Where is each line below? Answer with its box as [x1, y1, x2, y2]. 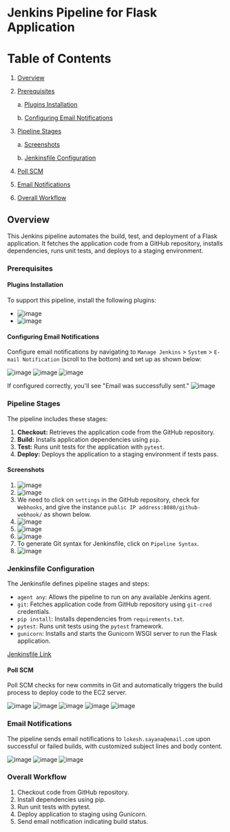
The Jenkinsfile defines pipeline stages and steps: [7, 579, 150, 588]
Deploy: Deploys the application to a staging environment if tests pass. [17, 449, 219, 458]
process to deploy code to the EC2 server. [7, 688, 127, 696]
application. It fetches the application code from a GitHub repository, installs [7, 239, 223, 247]
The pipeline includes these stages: [7, 414, 108, 423]
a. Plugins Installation [17, 100, 78, 109]
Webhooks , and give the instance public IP [17, 502, 136, 511]
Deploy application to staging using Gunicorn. [17, 810, 147, 818]
